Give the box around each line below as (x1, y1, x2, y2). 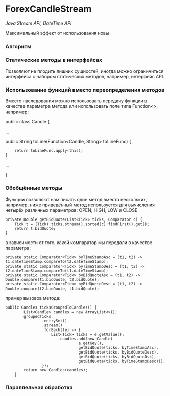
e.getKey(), (78, 341, 104, 346)
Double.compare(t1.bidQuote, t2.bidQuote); (5, 277, 100, 282)
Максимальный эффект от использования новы (5, 30, 109, 36)
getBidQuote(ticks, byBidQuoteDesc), (78, 349, 159, 355)
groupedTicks (23, 314, 52, 319)
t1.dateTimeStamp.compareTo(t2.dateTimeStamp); (5, 259, 109, 264)
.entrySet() (41, 318, 67, 323)
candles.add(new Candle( (60, 336, 113, 341)
